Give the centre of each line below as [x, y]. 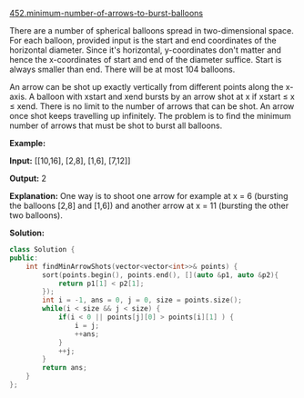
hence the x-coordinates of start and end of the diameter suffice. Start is [146, 60]
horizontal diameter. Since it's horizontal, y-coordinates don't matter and [146, 50]
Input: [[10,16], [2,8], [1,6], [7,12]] [70, 161]
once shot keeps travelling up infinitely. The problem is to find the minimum [150, 116]
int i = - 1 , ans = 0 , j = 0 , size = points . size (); [142, 300]
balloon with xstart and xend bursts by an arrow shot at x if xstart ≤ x [166, 96]
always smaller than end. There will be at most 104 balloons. [122, 69]
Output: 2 [28, 178]
